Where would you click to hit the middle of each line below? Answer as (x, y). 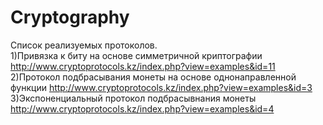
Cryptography (70, 17)
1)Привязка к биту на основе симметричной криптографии (136, 55)
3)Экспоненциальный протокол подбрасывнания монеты (133, 98)
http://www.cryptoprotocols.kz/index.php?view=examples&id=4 (142, 108)
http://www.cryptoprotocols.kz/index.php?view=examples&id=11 (143, 66)
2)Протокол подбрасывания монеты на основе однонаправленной (153, 77)
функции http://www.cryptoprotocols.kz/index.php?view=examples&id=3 (161, 87)
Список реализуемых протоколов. (84, 45)
